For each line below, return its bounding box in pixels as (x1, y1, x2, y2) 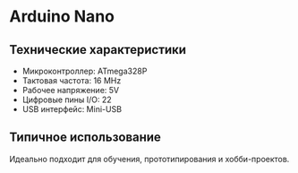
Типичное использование (9, 130, 161, 145)
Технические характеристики (9, 42, 186, 57)
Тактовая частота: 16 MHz (21, 75, 122, 86)
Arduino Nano (9, 6, 115, 27)
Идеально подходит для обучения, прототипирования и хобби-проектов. (9, 153, 290, 164)
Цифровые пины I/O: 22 (21, 94, 112, 105)
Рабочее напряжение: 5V (21, 85, 119, 95)
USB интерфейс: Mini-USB (21, 104, 123, 114)
